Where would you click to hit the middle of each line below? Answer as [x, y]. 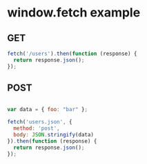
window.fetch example [74, 13]
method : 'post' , [37, 128]
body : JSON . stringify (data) [54, 135]
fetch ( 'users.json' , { [40, 122]
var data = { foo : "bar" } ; [48, 110]
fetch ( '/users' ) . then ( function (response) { [72, 54]
